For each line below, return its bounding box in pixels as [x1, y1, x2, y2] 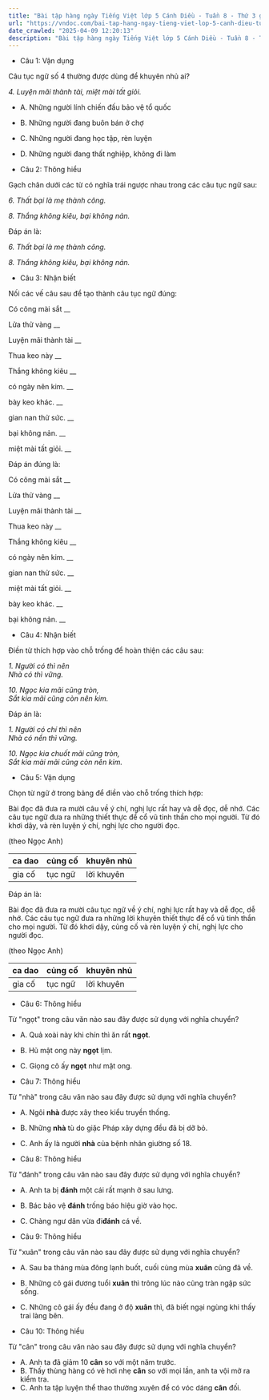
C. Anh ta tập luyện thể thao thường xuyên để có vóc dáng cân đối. [19, 1383, 242, 1393]
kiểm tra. [19, 1374, 50, 1384]
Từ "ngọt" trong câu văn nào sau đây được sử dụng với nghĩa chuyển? [8, 1015, 239, 1024]
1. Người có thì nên [8, 662, 70, 671]
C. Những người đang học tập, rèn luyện [19, 134, 153, 143]
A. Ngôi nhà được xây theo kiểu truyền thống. [19, 1108, 171, 1117]
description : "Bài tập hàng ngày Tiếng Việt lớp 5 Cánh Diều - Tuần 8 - [8, 34, 256, 42]
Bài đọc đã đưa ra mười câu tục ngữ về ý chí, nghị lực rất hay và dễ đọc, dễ [8, 905, 256, 915]
